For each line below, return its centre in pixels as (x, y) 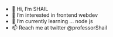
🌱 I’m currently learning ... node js (52, 21)
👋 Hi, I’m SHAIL (30, 9)
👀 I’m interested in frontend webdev (55, 15)
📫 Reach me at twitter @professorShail (59, 28)
